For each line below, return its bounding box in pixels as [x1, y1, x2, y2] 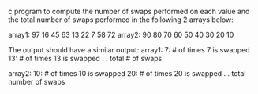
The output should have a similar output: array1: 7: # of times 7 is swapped [8, 45, 250, 54]
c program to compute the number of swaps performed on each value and [8, 7, 250, 16]
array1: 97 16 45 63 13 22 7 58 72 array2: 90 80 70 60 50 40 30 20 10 [8, 31, 234, 39]
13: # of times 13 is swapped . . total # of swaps [8, 54, 163, 63]
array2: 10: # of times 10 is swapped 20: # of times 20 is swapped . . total [8, 69, 246, 78]
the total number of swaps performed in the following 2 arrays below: [8, 15, 234, 24]
